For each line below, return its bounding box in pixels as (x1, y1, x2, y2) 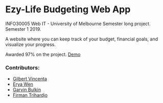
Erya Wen (12, 81, 33, 88)
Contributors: (5, 64, 40, 71)
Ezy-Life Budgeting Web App (5, 4, 131, 15)
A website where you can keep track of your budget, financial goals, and (5, 36, 158, 42)
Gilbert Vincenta (12, 76, 48, 82)
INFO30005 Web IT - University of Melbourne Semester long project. (5, 20, 151, 27)
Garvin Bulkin (12, 87, 41, 93)
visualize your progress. (5, 41, 56, 47)
